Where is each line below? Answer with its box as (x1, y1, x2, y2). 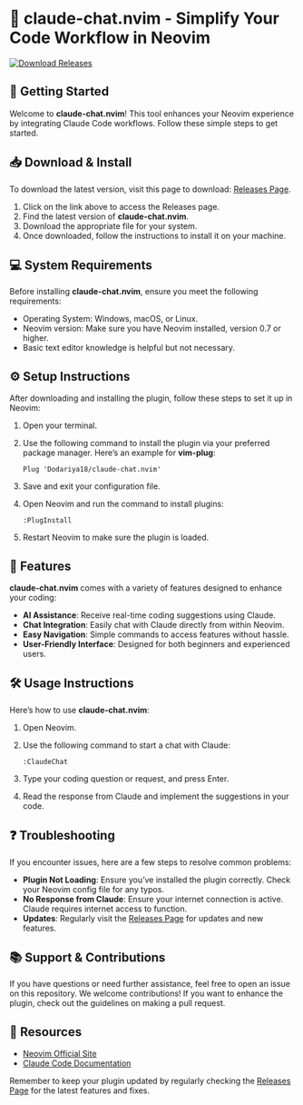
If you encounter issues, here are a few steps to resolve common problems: (9, 856, 292, 867)
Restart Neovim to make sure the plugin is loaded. (22, 532, 210, 543)
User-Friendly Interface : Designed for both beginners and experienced (22, 639, 290, 649)
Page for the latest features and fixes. (9, 1085, 151, 1096)
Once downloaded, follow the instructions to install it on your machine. (22, 230, 287, 241)
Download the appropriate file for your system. (22, 220, 198, 231)
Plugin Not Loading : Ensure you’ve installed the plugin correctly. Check (22, 874, 291, 885)
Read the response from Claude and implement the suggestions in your (22, 791, 289, 801)
